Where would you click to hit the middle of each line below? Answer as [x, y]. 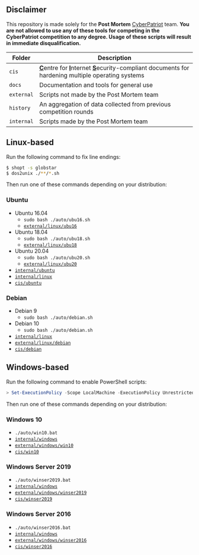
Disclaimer [26, 10]
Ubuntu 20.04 [32, 251]
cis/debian [28, 349]
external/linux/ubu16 [50, 226]
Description [114, 58]
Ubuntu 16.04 [31, 213]
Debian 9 [26, 311]
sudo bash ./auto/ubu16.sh [57, 220]
